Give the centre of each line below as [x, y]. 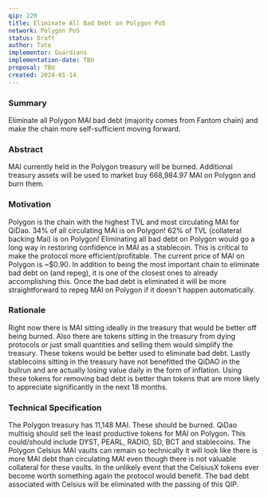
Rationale [27, 310]
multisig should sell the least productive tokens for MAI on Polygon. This [127, 434]
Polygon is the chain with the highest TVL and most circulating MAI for [124, 222]
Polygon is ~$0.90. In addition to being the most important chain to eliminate [134, 264]
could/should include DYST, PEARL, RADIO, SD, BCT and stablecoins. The [130, 442]
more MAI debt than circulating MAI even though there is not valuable [122, 459]
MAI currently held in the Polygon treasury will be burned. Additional [120, 167]
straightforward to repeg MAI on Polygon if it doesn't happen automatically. [132, 290]
